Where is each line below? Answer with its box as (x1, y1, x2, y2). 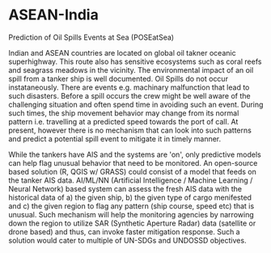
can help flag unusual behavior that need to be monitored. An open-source (8, 158, 258, 167)
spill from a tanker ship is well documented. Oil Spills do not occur (8, 74, 229, 83)
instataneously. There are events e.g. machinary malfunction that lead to (8, 82, 250, 92)
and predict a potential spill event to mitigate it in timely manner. (8, 133, 222, 143)
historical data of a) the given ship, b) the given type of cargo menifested (8, 192, 252, 202)
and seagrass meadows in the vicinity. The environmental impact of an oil (8, 65, 254, 74)
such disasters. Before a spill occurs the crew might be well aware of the (8, 91, 251, 100)
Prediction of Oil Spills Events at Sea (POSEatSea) (8, 32, 175, 42)
